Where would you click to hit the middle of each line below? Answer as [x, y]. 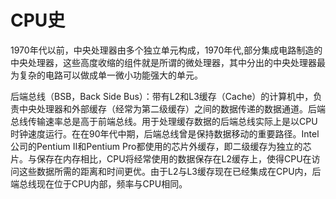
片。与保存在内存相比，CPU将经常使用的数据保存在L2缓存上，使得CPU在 [161, 158]
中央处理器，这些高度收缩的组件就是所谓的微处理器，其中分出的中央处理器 [163, 62]
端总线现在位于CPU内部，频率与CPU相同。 [99, 183]
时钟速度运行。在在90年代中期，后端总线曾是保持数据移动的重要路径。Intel [165, 133]
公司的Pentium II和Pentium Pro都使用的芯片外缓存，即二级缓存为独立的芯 [161, 146]
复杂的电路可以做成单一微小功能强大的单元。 [110, 75]
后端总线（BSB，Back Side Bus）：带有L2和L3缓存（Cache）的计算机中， [162, 96]
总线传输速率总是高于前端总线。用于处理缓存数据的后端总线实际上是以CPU [164, 121]
